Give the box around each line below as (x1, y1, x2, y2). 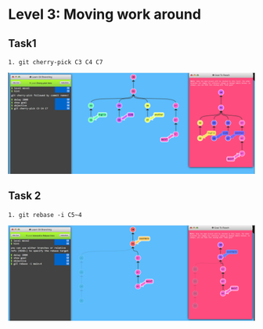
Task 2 (8, 190, 41, 203)
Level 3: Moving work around (8, 5, 202, 23)
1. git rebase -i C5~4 (8, 211, 82, 219)
